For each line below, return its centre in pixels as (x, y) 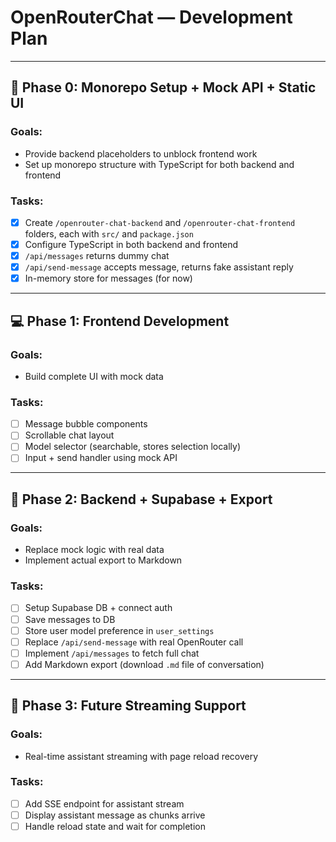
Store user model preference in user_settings (119, 630)
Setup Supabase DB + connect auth (98, 608)
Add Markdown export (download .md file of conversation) (144, 664)
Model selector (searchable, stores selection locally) (132, 447)
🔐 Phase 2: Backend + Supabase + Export (141, 499)
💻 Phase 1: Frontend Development (120, 321)
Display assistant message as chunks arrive (115, 815)
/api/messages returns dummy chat (97, 256)
